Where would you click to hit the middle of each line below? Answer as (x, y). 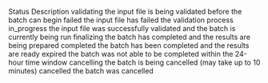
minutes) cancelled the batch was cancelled (81, 71)
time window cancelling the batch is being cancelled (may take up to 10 (143, 62)
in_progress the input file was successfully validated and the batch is (122, 28)
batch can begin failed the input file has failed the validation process (121, 20)
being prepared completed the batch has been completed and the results (129, 45)
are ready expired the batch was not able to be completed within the (121, 54)
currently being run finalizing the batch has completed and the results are (129, 37)
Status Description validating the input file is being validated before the (125, 12)
